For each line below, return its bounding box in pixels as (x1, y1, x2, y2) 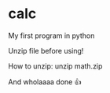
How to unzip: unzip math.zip (8, 61, 103, 71)
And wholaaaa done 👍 (8, 76, 82, 87)
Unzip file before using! (8, 46, 84, 55)
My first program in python (8, 31, 95, 40)
